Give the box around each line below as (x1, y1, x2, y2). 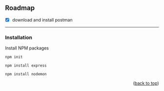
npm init (5, 55, 23, 60)
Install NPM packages (5, 45, 49, 51)
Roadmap (5, 4, 35, 12)
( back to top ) (133, 80, 159, 86)
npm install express (5, 63, 47, 68)
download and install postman (12, 17, 73, 23)
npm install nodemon (5, 72, 47, 77)
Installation (5, 34, 33, 41)
